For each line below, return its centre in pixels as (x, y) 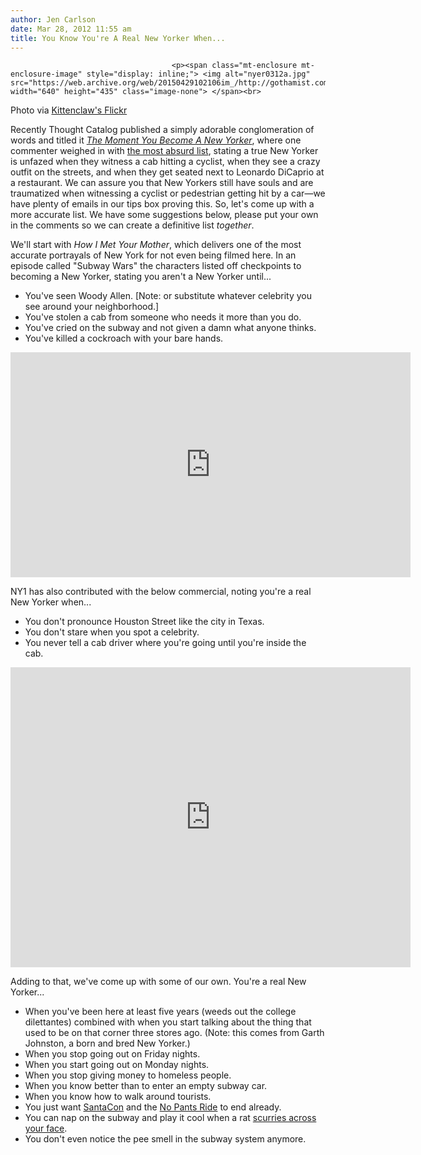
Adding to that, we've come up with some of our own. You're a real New (158, 982)
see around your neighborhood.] (92, 307)
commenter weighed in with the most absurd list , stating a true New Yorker (164, 151)
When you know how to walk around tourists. (118, 1097)
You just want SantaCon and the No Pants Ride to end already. (153, 1107)
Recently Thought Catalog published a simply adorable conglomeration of (162, 130)
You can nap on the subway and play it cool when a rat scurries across (170, 1118)
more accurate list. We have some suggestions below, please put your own (164, 215)
